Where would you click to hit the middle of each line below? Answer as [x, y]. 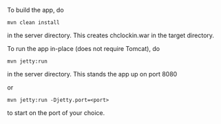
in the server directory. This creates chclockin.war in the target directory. [111, 35]
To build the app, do [35, 10]
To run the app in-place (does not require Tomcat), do [84, 49]
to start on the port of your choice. [56, 113]
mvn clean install [33, 23]
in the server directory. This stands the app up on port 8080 [92, 74]
